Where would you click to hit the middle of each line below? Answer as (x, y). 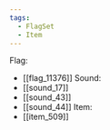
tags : (20, 18)
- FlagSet (36, 26)
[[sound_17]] (45, 88)
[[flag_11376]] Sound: (62, 78)
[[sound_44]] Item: (57, 107)
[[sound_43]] (47, 97)
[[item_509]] (46, 117)
